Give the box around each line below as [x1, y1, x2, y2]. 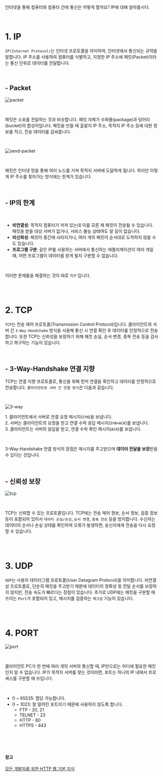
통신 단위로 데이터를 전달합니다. [10, 60, 70, 66]
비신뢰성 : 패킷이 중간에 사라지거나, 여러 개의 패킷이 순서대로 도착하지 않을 [12, 234, 151, 240]
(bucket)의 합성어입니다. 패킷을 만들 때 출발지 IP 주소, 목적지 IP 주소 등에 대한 [5, 123, 152, 128]
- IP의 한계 [5, 199, 35, 207]
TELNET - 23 [19, 712, 46, 718]
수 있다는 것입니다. [5, 452, 40, 458]
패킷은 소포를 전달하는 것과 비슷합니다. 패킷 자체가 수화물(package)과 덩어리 [5, 116, 150, 122]
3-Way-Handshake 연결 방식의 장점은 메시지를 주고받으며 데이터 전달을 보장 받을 [5, 446, 158, 452]
